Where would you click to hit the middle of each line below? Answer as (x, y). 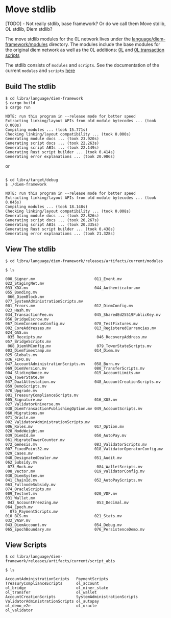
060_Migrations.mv (25, 413)
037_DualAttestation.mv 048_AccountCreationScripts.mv (83, 382)
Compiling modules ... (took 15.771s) (46, 130)
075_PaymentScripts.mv (34, 511)
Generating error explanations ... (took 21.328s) (60, 234)
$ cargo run (18, 107)
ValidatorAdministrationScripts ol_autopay (52, 602)
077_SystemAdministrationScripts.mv (44, 301)
